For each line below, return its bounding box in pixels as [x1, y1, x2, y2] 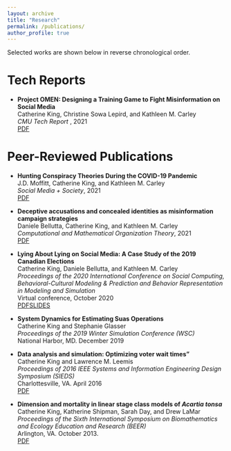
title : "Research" [7, 17, 60, 23]
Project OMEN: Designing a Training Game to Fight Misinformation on [17, 95, 221, 104]
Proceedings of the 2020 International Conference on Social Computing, [17, 272, 225, 280]
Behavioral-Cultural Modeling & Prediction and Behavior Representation [17, 279, 223, 287]
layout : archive [7, 10, 54, 17]
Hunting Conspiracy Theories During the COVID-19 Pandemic [17, 172, 198, 180]
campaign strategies [17, 215, 78, 223]
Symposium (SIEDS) [17, 372, 75, 381]
